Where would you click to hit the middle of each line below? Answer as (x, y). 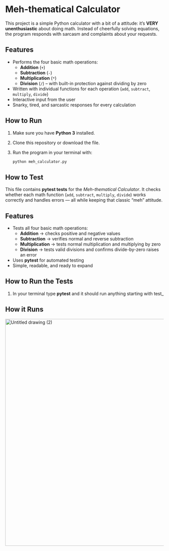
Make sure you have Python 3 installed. (54, 133)
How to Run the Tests (39, 282)
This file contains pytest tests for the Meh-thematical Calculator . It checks (83, 190)
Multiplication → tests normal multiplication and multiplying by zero (90, 244)
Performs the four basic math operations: (55, 62)
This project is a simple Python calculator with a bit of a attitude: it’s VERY (82, 23)
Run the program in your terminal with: (52, 152)
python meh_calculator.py (39, 162)
